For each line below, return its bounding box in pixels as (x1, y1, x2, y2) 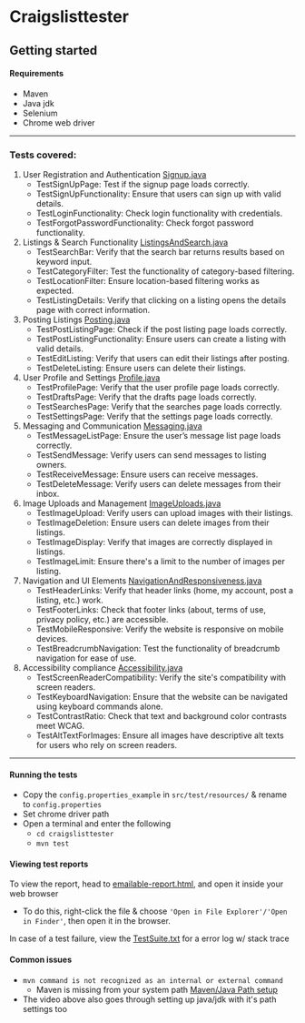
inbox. (35, 489, 60, 500)
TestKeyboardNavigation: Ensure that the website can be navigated (35, 692, 289, 703)
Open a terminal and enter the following (22, 818, 172, 829)
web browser (9, 888, 59, 899)
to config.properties (22, 799, 103, 810)
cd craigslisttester (35, 830, 114, 839)
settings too (22, 1003, 68, 1014)
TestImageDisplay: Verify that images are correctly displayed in (35, 537, 273, 548)
